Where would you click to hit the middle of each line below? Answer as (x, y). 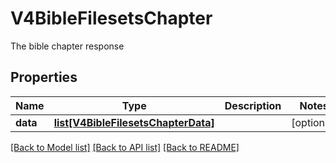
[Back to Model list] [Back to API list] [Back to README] (125, 147)
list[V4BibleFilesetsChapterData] (134, 122)
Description (253, 105)
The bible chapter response (67, 46)
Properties (44, 77)
